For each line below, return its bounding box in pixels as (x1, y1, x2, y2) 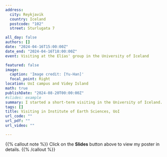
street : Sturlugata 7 (10, 26, 55, 31)
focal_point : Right (10, 76, 51, 81)
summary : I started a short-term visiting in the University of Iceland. (5, 99, 163, 105)
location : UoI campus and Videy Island (5, 81, 89, 86)
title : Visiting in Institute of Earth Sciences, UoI (5, 109, 120, 114)
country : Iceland (10, 16, 46, 21)
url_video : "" (5, 123, 35, 128)
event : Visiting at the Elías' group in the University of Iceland (5, 53, 149, 58)
